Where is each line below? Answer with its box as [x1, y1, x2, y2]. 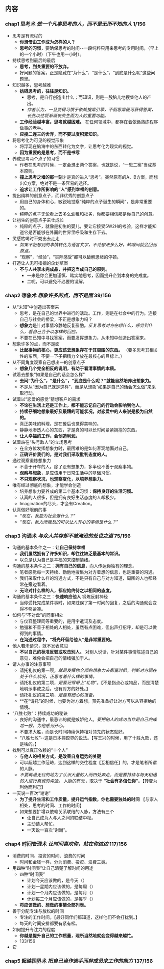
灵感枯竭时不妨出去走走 [12, 235, 60, 241]
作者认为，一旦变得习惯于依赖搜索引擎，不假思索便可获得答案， [26, 106, 156, 112]
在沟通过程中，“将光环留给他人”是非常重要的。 [19, 637, 115, 643]
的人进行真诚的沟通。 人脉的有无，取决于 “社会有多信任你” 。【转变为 [19, 778, 158, 784]
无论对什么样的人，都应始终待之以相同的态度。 [19, 588, 114, 594]
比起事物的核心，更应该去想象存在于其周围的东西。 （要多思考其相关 [19, 347, 158, 353]
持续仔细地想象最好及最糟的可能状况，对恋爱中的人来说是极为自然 [19, 408, 153, 414]
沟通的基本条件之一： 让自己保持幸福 [12, 544, 86, 550]
